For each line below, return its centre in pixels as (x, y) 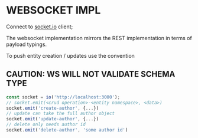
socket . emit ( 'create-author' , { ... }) (53, 108)
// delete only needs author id (46, 124)
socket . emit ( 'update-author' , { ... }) (53, 119)
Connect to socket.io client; (40, 27)
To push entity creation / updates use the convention (70, 55)
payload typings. (27, 44)
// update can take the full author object (61, 114)
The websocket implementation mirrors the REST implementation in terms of (99, 38)
